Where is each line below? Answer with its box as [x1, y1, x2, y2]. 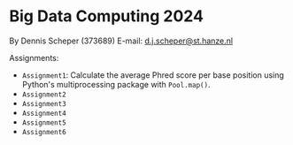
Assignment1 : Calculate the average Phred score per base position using [21, 69, 285, 80]
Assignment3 [21, 99, 66, 108]
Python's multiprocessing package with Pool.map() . [21, 79, 211, 89]
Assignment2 [21, 90, 66, 99]
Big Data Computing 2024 [9, 6, 204, 27]
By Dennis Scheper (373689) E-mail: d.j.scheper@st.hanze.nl [9, 35, 233, 46]
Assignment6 [21, 127, 66, 136]
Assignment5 [21, 118, 66, 127]
